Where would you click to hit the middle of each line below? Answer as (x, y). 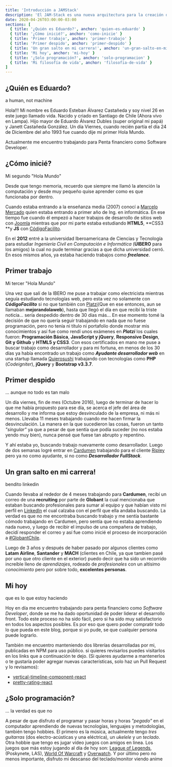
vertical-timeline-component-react (49, 677)
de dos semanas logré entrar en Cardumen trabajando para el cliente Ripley (85, 450)
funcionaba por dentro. (30, 197)
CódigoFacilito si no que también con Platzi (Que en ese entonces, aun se (83, 304)
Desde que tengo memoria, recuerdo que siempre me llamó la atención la (83, 186)
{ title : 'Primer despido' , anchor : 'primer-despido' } (71, 44)
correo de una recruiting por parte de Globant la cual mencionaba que (80, 500)
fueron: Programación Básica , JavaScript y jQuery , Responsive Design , (82, 337)
